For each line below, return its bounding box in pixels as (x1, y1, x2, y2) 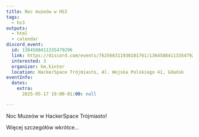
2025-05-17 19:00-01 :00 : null (21, 91, 97, 97)
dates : (11, 80, 28, 86)
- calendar (11, 36, 38, 42)
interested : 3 (11, 58, 46, 64)
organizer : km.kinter (11, 63, 65, 70)
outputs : (6, 25, 28, 31)
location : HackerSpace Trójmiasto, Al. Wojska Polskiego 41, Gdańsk (11, 69, 184, 75)
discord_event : (6, 42, 44, 48)
